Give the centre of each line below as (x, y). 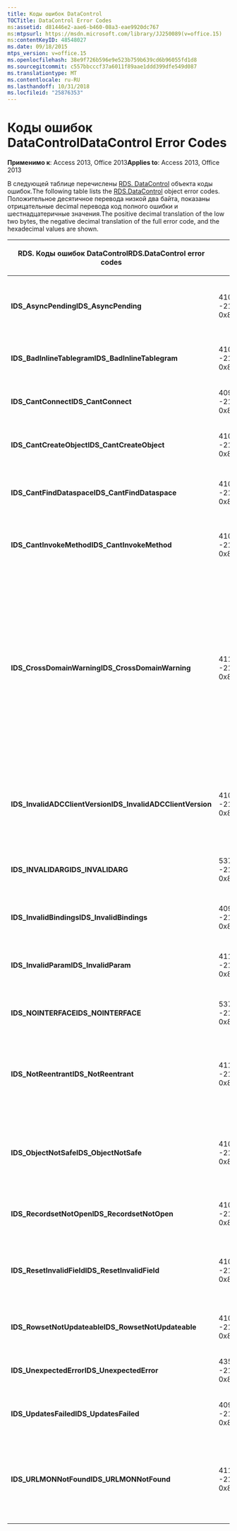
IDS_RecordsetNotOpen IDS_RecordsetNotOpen (92, 1214)
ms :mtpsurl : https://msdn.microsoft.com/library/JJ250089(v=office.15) (115, 34)
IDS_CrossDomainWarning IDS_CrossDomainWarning (101, 668)
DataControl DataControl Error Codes (117, 143)
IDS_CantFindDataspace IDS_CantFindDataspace (94, 493)
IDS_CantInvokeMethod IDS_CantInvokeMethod (91, 545)
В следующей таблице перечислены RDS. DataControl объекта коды (110, 184)
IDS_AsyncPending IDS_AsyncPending (77, 306)
